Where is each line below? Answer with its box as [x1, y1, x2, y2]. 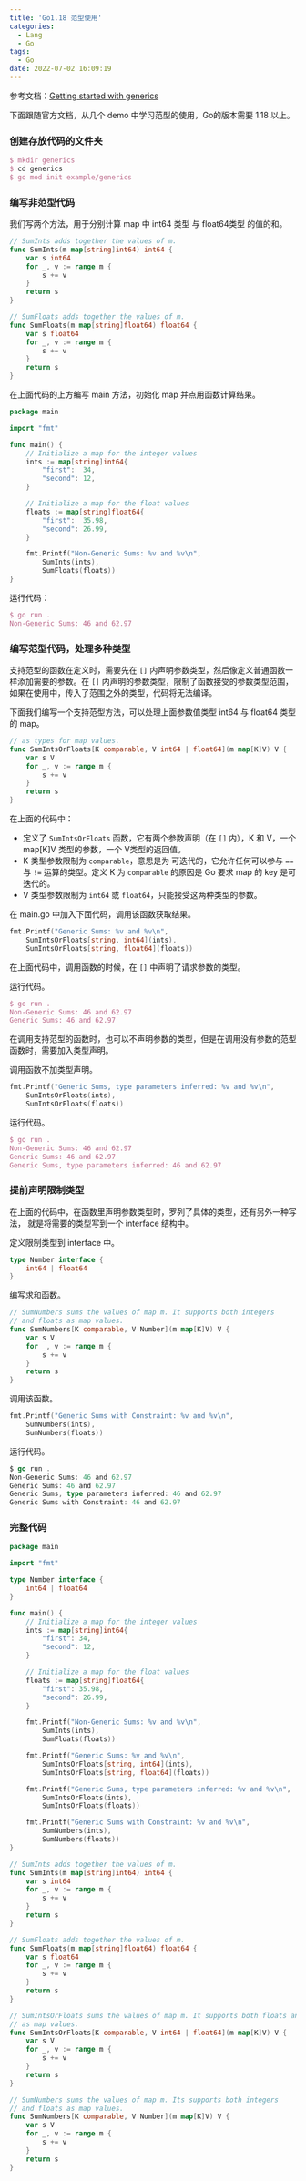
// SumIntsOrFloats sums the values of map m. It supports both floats [9, 2011, 287, 2020]
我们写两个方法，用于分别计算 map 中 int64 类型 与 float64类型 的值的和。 [9, 219, 288, 229]
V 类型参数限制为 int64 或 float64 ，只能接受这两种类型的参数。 [22, 890, 262, 901]
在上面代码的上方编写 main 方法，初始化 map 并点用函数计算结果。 [9, 389, 261, 401]
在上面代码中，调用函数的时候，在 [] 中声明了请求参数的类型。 [9, 962, 246, 973]
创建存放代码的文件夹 [9, 134, 103, 147]
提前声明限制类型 [9, 1184, 85, 1197]
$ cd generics [9, 165, 64, 174]
